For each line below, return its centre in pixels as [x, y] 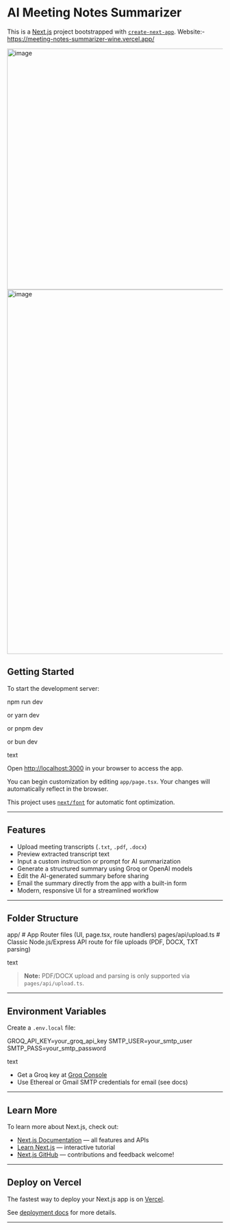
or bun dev [22, 742]
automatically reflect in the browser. [57, 789]
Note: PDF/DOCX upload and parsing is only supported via [107, 976]
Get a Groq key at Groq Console [62, 1075]
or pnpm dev [25, 728]
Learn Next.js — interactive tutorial [66, 1147]
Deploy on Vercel [44, 1182]
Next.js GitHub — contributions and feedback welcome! [95, 1155]
